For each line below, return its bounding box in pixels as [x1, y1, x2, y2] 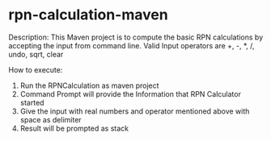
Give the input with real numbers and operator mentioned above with [19, 106, 250, 116]
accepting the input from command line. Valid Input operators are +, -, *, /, [8, 40, 255, 50]
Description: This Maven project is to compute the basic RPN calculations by [8, 32, 264, 42]
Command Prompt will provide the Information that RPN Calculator [19, 89, 241, 98]
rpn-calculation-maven [8, 6, 168, 24]
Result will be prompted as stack [19, 123, 129, 133]
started [19, 97, 44, 107]
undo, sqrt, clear [8, 49, 64, 59]
